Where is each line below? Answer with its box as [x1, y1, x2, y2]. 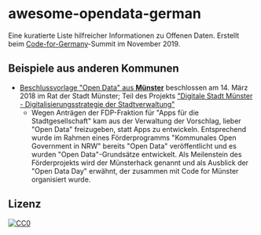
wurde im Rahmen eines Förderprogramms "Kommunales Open [31, 133, 237, 142]
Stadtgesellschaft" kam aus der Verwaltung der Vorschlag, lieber [31, 116, 241, 126]
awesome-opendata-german [8, 5, 202, 23]
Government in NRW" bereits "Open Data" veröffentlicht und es [31, 141, 237, 150]
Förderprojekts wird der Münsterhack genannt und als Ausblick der [31, 158, 249, 167]
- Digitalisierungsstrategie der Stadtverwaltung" [19, 99, 175, 108]
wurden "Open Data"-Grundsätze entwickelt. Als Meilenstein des [31, 149, 242, 159]
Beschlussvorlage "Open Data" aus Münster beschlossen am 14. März [19, 83, 248, 92]
